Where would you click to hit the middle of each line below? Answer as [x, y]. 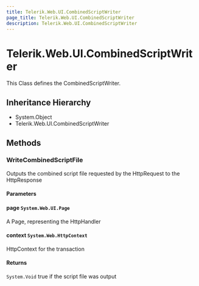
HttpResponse [24, 180]
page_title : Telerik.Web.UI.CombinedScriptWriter [71, 18]
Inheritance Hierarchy [49, 102]
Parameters [21, 194]
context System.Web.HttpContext [47, 235]
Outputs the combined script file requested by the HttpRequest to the [93, 173]
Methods [24, 143]
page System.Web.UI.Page [38, 208]
